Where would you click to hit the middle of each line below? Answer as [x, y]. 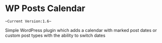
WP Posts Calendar [45, 8]
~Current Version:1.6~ [28, 21]
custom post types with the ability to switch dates [55, 35]
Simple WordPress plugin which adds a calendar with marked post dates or [81, 30]
